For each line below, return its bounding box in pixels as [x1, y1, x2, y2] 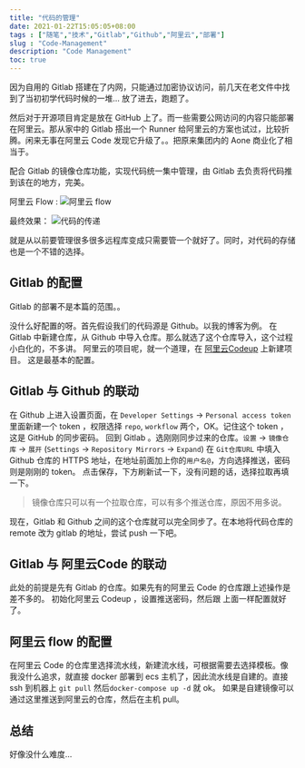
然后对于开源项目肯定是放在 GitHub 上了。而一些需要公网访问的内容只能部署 [9, 113, 295, 123]
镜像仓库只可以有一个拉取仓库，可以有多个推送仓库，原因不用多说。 [31, 497, 287, 507]
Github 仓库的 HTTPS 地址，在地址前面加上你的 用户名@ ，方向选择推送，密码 [9, 455, 290, 466]
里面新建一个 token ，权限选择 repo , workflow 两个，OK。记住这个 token [9, 420, 279, 431]
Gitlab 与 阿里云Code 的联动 [9, 556, 167, 572]
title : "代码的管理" [9, 13, 80, 23]
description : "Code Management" [9, 47, 132, 56]
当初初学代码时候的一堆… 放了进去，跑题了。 [25, 93, 194, 103]
